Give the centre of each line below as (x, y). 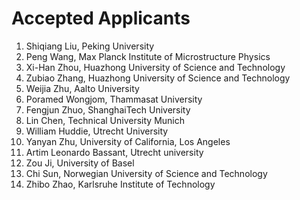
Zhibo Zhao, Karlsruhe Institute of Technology (120, 184)
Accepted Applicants (101, 18)
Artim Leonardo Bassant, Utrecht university (114, 152)
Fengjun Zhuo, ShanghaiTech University (108, 109)
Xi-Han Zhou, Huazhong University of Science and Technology (155, 67)
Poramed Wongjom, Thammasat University (114, 99)
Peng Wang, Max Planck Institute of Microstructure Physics (148, 56)
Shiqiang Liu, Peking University (90, 46)
